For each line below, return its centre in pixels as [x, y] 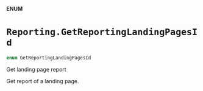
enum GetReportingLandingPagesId [49, 58]
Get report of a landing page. [43, 81]
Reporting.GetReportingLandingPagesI [102, 32]
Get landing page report [36, 69]
